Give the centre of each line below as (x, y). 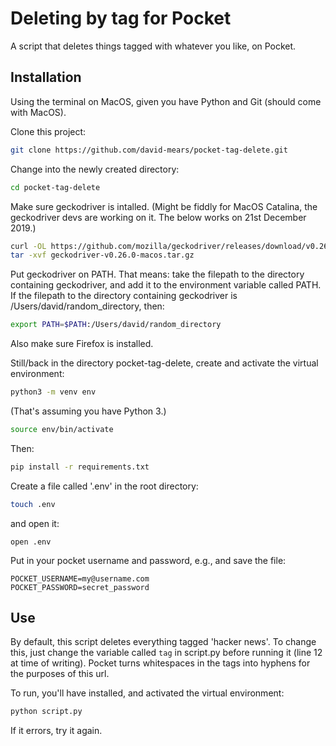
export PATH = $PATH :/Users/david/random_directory (116, 325)
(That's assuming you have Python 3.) (88, 411)
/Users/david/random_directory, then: (87, 306)
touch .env (33, 504)
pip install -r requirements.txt (80, 467)
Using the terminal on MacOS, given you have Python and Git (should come (166, 101)
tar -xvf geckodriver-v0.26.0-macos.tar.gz (102, 255)
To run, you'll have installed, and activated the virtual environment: (147, 693)
